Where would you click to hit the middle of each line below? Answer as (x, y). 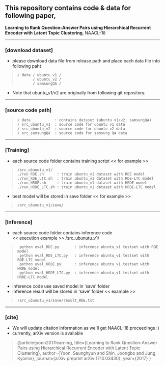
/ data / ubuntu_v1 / (39, 75)
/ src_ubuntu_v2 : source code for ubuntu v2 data (71, 129)
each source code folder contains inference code (62, 233)
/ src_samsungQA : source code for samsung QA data (72, 133)
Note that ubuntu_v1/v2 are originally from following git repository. (79, 93)
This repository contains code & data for (68, 8)
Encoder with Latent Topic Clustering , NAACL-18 (55, 33)
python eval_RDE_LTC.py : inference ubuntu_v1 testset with (84, 255)
